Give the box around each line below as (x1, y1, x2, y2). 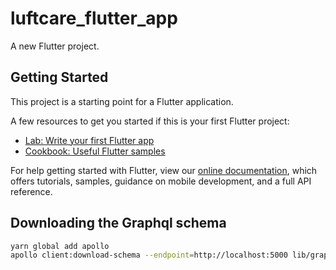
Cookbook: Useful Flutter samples (24, 145, 166, 157)
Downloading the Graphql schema (10, 215, 227, 232)
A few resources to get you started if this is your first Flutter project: (10, 115, 290, 127)
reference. (10, 185, 53, 197)
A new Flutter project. (10, 40, 100, 52)
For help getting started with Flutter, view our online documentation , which (10, 164, 318, 176)
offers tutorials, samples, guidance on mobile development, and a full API (10, 175, 312, 187)
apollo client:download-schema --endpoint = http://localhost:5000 (10, 250, 288, 261)
